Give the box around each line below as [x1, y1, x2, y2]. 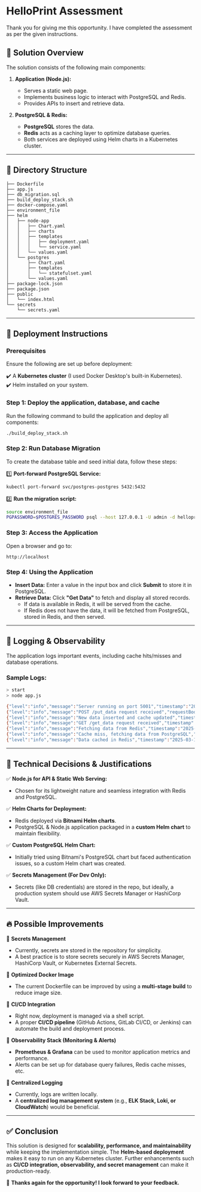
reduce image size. [14, 989, 62, 996]
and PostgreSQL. [14, 793, 57, 800]
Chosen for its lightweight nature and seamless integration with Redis [14, 787, 186, 794]
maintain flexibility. [14, 829, 62, 837]
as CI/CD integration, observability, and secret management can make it [6, 1161, 188, 1169]
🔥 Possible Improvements [6, 919, 103, 929]
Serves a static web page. [23, 87, 89, 94]
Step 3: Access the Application [6, 529, 98, 537]
